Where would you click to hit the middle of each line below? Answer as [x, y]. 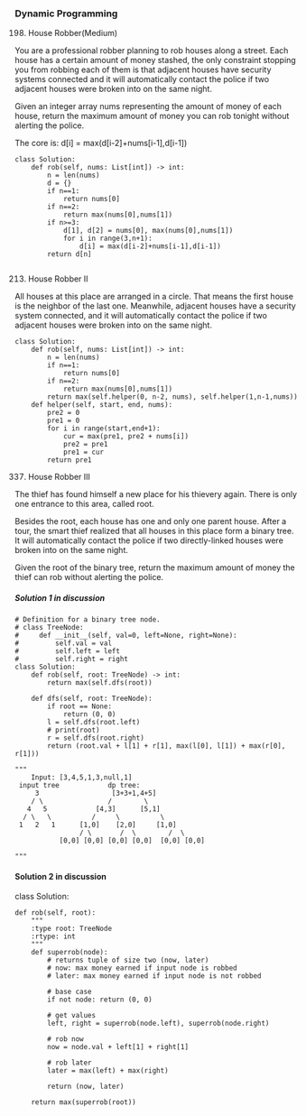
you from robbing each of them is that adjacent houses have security [143, 69]
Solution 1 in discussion [60, 597]
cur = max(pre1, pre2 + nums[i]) [125, 437]
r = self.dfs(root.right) [96, 738]
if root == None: [79, 706]
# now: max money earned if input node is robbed [142, 968]
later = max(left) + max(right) [108, 1071]
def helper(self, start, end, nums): [102, 405]
